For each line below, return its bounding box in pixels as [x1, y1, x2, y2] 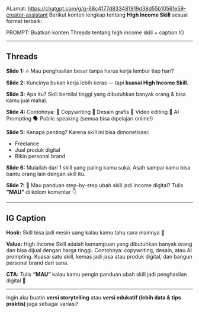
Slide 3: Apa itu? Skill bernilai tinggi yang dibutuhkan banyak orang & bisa [6, 90, 186, 97]
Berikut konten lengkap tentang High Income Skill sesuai [49, 11, 188, 18]
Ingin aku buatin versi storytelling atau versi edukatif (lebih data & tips [6, 294, 182, 301]
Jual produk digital [14, 146, 60, 153]
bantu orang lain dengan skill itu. [6, 170, 86, 177]
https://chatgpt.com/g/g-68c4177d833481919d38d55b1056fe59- [27, 5, 187, 12]
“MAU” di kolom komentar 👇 [6, 188, 77, 195]
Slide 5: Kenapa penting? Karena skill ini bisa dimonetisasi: [6, 128, 150, 135]
